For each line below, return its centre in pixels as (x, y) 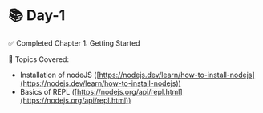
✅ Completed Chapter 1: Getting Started (74, 43)
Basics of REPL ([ (49, 91)
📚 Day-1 (37, 16)
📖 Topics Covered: (39, 59)
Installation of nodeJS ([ (59, 75)
